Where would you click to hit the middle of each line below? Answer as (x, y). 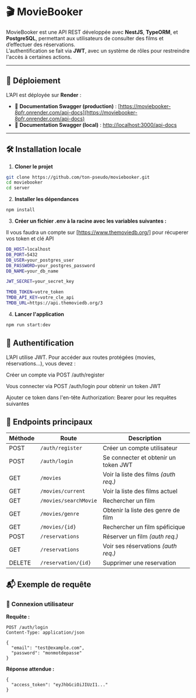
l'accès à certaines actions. (39, 57)
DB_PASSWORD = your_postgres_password (50, 265)
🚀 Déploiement (33, 81)
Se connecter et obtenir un (139, 458)
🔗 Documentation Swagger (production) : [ (67, 106)
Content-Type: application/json (45, 633)
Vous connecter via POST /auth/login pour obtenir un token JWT (84, 386)
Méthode (22, 438)
